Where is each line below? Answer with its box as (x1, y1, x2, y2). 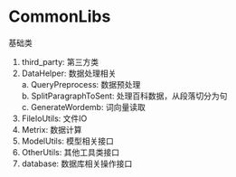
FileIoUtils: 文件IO (21, 113, 88, 124)
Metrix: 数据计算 (21, 124, 82, 135)
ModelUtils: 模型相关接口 (21, 135, 115, 146)
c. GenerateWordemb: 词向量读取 (21, 101, 146, 112)
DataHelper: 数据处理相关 (21, 68, 117, 79)
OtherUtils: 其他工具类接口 (21, 146, 119, 157)
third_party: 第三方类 (21, 56, 99, 67)
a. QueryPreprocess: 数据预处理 (21, 79, 141, 89)
